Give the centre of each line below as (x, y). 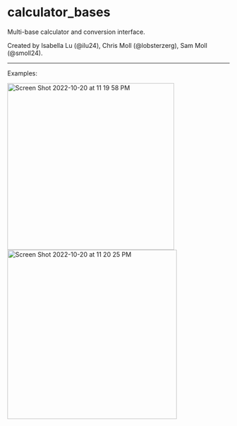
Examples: (22, 73)
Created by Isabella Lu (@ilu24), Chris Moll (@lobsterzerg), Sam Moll (108, 45)
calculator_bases (59, 12)
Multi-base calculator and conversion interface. (77, 32)
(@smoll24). (25, 53)
